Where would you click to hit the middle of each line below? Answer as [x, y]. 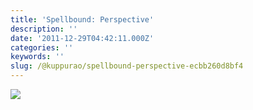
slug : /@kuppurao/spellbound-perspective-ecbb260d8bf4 [127, 66]
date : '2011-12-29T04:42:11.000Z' [82, 38]
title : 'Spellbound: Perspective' [82, 19]
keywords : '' [37, 57]
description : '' [44, 29]
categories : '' [42, 47]
